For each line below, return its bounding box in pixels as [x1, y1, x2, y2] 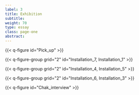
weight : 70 [5, 20, 27, 26]
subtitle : [5, 16, 25, 21]
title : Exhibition [5, 12, 42, 16]
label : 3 [5, 7, 23, 12]
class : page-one [5, 29, 38, 34]
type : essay [5, 25, 29, 30]
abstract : [5, 34, 25, 39]
